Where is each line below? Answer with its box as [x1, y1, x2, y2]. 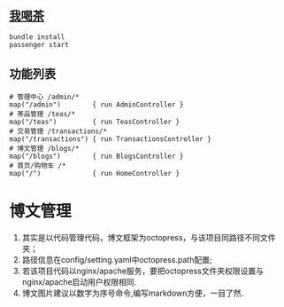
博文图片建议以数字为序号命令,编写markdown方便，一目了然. [21, 287, 244, 298]
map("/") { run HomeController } [9, 169, 180, 177]
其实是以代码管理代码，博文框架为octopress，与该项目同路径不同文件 [21, 232, 276, 242]
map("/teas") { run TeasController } [9, 117, 180, 126]
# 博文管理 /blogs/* [9, 144, 80, 153]
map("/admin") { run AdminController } [9, 100, 184, 109]
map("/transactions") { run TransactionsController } [9, 134, 212, 144]
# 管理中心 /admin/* [9, 92, 80, 101]
